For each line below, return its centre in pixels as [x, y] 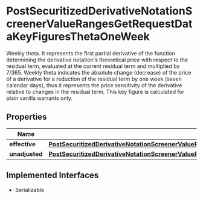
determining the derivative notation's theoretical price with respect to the [97, 60]
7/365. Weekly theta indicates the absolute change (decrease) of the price [99, 72]
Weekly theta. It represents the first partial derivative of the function [91, 53]
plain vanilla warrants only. [39, 98]
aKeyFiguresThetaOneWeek [78, 37]
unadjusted [26, 153]
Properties [27, 117]
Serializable [30, 190]
